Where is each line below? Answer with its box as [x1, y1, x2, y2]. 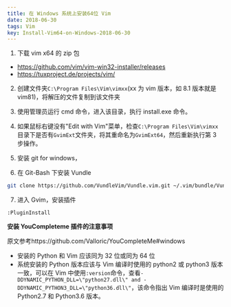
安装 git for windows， [16, 154, 81, 162]
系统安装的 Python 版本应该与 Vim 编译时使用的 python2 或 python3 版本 [16, 260, 223, 268]
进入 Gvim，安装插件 [16, 195, 76, 204]
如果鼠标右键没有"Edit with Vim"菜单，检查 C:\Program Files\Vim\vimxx [16, 122, 219, 131]
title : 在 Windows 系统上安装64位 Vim [7, 10, 111, 17]
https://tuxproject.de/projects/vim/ [16, 70, 115, 78]
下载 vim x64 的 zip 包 [16, 49, 80, 57]
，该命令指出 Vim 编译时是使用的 [131, 284, 224, 292]
